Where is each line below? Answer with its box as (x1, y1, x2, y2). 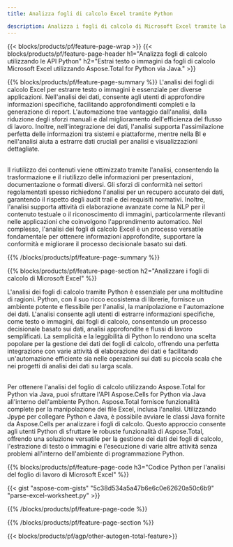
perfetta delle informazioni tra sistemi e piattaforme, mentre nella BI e (7, 130, 206, 138)
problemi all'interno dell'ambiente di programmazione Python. (7, 449, 185, 458)
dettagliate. (7, 144, 40, 153)
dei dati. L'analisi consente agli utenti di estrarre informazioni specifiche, (7, 310, 215, 318)
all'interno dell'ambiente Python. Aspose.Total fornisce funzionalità (7, 397, 200, 405)
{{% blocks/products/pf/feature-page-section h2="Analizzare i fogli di (7, 267, 209, 275)
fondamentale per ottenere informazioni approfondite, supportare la (7, 232, 202, 241)
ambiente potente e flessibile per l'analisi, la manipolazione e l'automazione (7, 302, 225, 310)
